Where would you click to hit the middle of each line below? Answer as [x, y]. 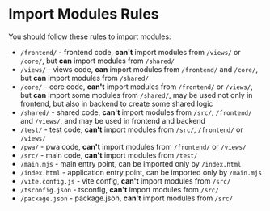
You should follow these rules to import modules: [90, 36]
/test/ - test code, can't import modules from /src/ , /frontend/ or [132, 129]
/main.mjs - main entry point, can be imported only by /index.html [131, 163]
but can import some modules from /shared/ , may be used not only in [136, 95]
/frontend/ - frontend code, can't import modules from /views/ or [130, 52]
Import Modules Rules [84, 14]
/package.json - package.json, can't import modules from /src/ [126, 198]
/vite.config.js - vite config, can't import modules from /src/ [125, 181]
